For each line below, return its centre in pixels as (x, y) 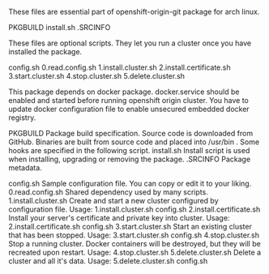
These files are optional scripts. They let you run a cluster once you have (130, 43)
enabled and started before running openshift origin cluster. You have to (128, 100)
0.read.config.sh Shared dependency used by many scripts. (108, 192)
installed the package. (45, 51)
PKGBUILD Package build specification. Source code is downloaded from (131, 133)
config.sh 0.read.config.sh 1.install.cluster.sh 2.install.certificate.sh (120, 67)
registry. (22, 118)
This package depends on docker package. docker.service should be (124, 92)
